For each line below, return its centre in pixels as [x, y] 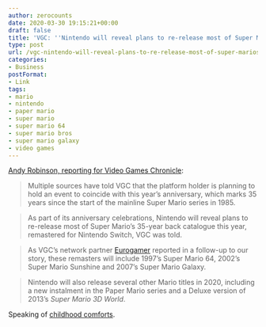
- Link [19, 82]
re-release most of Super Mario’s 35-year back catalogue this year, [137, 226]
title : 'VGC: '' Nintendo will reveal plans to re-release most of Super [131, 38]
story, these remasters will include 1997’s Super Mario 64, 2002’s [134, 259]
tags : [17, 89]
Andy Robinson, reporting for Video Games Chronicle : [96, 170]
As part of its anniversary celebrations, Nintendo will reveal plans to [138, 218]
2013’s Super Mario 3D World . [76, 299]
